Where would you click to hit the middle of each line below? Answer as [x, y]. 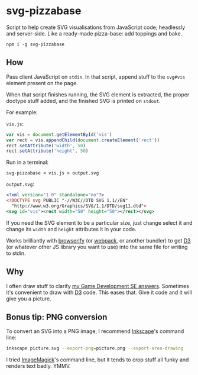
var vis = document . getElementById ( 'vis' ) [59, 134]
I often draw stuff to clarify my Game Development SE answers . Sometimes [98, 286]
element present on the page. [42, 83]
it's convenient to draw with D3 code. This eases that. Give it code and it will [99, 292]
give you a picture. [29, 298]
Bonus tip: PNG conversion [57, 317]
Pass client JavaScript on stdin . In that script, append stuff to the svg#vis [96, 77]
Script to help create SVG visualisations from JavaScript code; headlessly [96, 27]
